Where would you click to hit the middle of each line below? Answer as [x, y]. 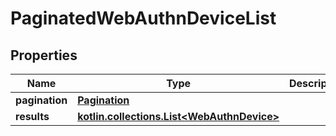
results [32, 116]
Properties [44, 55]
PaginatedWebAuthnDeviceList [143, 18]
